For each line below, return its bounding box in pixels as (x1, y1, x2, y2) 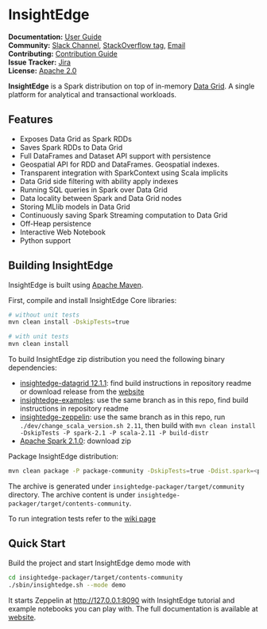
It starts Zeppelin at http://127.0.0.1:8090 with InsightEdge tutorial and (8, 596, 235, 605)
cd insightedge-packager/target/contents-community (8, 573, 183, 581)
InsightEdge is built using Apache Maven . (8, 280, 144, 289)
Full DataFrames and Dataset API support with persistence (19, 151, 211, 160)
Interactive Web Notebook (19, 227, 106, 237)
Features (8, 113, 53, 127)
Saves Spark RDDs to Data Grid (19, 142, 123, 152)
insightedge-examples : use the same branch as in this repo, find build (19, 395, 249, 405)
